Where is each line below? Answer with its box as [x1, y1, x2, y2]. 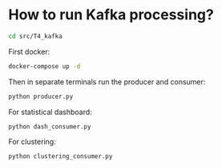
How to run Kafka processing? [8, 6, 214, 24]
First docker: [8, 47, 50, 56]
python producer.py [8, 92, 74, 100]
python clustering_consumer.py [8, 153, 113, 161]
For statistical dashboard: [8, 107, 92, 117]
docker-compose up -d [8, 62, 81, 70]
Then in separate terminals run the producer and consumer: [8, 76, 206, 86]
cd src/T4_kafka [8, 32, 63, 40]
